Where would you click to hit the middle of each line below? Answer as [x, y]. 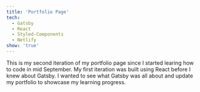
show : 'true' [23, 46]
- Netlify [24, 40]
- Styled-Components [38, 34]
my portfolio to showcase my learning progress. [66, 82]
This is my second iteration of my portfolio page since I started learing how [100, 63]
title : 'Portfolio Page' [38, 12]
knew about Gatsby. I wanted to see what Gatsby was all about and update [100, 76]
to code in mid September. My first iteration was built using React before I [98, 69]
